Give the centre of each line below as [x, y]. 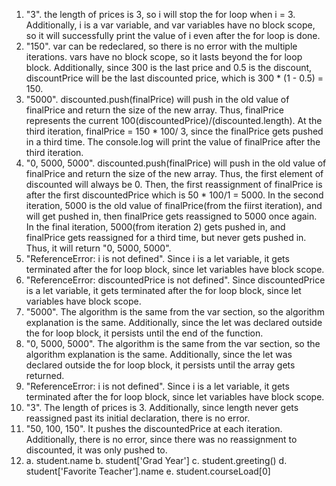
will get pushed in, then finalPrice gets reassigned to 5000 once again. [171, 216]
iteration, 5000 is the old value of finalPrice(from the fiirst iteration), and [174, 205]
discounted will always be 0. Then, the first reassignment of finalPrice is [174, 184]
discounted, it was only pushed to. [96, 450]
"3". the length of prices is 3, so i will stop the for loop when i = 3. [160, 14]
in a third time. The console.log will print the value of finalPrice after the [173, 142]
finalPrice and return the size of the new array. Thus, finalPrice [154, 110]
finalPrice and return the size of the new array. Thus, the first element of [174, 173]
